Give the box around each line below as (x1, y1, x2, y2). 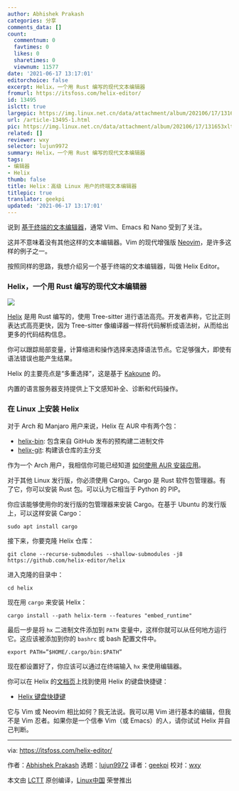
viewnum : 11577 (14, 63, 59, 70)
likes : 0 (14, 51, 40, 58)
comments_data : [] (7, 23, 62, 31)
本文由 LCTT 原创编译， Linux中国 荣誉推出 (7, 775, 132, 784)
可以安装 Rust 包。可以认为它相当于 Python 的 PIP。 (31, 485, 185, 493)
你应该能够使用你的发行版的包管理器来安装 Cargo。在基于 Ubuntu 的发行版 (7, 500, 227, 508)
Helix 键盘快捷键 (17, 692, 66, 701)
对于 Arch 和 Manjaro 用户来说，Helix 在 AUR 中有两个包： (7, 421, 179, 430)
